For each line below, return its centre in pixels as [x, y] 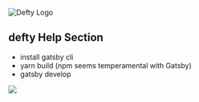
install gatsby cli [47, 57]
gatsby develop [45, 74]
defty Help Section [56, 37]
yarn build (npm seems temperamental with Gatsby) [106, 65]
